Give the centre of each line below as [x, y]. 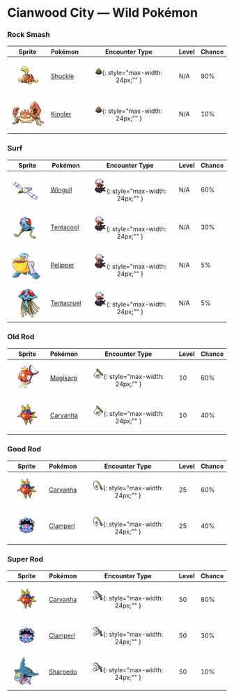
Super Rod [25, 559]
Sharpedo [63, 672]
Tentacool [65, 227]
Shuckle [63, 76]
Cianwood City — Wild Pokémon [103, 13]
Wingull [61, 189]
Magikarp [64, 378]
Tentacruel [66, 303]
